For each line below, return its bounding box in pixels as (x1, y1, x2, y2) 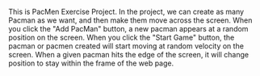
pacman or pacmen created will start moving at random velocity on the (8, 41, 245, 51)
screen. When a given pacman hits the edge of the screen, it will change (8, 50, 249, 59)
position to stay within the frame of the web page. (8, 58, 174, 68)
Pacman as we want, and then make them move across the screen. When (8, 15, 253, 25)
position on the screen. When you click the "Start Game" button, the (8, 32, 235, 42)
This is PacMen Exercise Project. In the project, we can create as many (8, 7, 245, 16)
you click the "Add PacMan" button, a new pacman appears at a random (8, 24, 249, 33)
